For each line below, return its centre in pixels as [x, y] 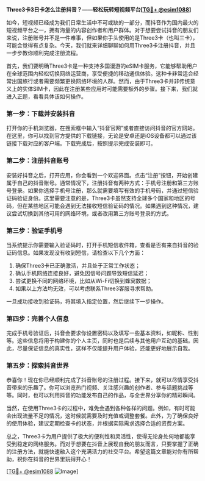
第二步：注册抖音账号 [38, 161]
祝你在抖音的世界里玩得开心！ [54, 459]
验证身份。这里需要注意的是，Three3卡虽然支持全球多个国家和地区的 [103, 198]
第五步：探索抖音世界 [38, 366]
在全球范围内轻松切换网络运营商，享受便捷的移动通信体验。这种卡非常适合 [100, 73]
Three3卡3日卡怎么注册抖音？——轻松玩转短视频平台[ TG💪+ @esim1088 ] [99, 9]
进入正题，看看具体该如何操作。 [46, 96]
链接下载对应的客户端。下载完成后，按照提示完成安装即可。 [81, 143]
